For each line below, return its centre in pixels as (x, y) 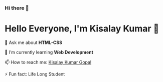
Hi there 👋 (17, 8)
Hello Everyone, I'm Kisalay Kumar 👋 (82, 29)
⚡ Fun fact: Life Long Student (35, 74)
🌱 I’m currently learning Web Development (49, 52)
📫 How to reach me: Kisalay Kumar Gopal (48, 62)
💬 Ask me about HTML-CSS (33, 42)
